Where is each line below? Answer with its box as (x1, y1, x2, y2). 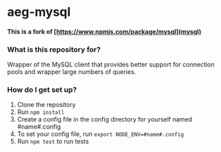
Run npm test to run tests (17, 137, 89, 146)
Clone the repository (17, 101, 76, 109)
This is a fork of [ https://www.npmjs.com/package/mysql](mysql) (7, 27, 202, 35)
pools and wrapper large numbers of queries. (7, 68, 136, 76)
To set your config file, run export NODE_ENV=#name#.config (17, 130, 184, 138)
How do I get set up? (7, 85, 77, 94)
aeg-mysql (7, 4, 71, 20)
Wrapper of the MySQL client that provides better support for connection (7, 60, 215, 69)
